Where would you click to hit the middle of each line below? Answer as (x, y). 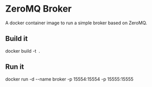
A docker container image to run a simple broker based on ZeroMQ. (76, 23)
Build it (17, 39)
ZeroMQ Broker (39, 9)
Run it (15, 67)
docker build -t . (23, 51)
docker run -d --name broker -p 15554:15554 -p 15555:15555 (69, 79)
